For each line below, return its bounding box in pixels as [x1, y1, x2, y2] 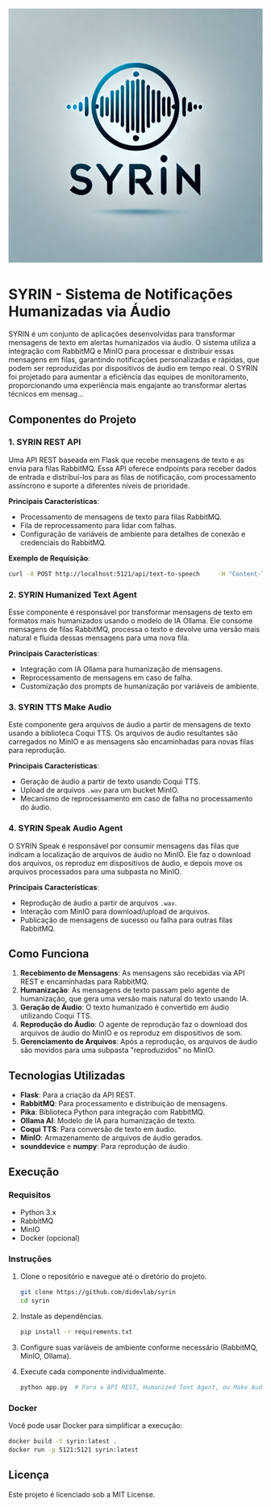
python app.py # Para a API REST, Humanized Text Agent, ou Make [19, 1383, 248, 1391]
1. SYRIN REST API [8, 436, 81, 448]
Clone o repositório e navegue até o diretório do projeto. [19, 1272, 207, 1281]
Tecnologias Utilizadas [8, 1068, 126, 1082]
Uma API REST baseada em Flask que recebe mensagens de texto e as [8, 455, 244, 464]
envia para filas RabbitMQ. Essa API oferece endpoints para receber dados [8, 464, 256, 473]
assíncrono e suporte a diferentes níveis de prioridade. [8, 481, 190, 490]
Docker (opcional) [19, 1233, 81, 1243]
